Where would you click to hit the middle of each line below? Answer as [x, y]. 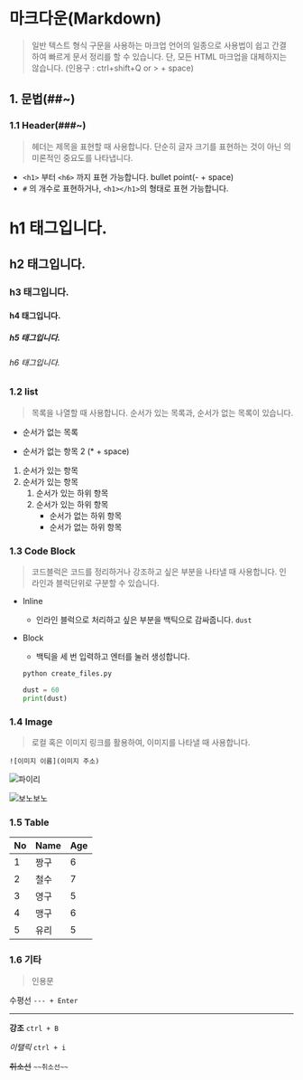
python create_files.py [67, 673]
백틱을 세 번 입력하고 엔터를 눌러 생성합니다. [113, 656]
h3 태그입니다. [39, 292]
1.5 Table [29, 822]
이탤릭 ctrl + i [37, 1047]
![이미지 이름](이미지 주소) [55, 761]
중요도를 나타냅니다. [98, 157]
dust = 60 [41, 690]
